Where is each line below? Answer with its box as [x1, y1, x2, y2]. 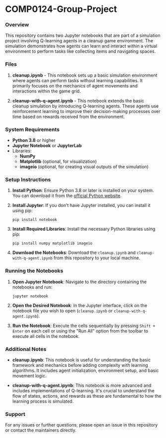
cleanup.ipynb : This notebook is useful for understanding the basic [12, 357, 151, 363]
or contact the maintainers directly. [5, 427, 77, 434]
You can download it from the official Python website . [12, 193, 122, 199]
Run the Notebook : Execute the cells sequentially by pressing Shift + [12, 323, 156, 328]
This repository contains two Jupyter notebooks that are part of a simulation [5, 32, 161, 38]
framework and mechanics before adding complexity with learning [12, 362, 148, 368]
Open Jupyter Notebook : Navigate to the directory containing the [12, 279, 147, 285]
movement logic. [12, 372, 47, 379]
